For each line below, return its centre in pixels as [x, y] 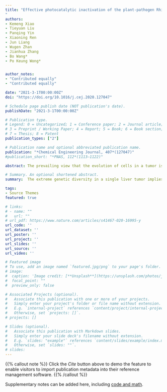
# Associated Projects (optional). [42, 294]
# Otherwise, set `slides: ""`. [41, 345]
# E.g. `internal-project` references [48, 308]
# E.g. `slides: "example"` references [49, 341]
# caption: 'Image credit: [34, 276]
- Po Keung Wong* [23, 61]
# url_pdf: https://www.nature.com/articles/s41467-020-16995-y [73, 221]
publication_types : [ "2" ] [32, 138]
